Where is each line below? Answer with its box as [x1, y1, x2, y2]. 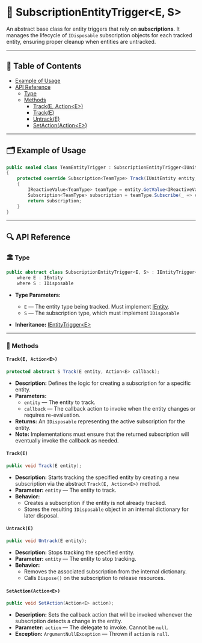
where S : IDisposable [17, 280, 74, 286]
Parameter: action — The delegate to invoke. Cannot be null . [14, 624, 169, 631]
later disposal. [23, 512, 59, 519]
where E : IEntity [17, 275, 63, 281]
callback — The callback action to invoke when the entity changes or [23, 405, 196, 412]
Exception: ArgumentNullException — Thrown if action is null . [14, 630, 170, 637]
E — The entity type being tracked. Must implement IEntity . [23, 303, 170, 310]
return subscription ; [28, 198, 82, 204]
